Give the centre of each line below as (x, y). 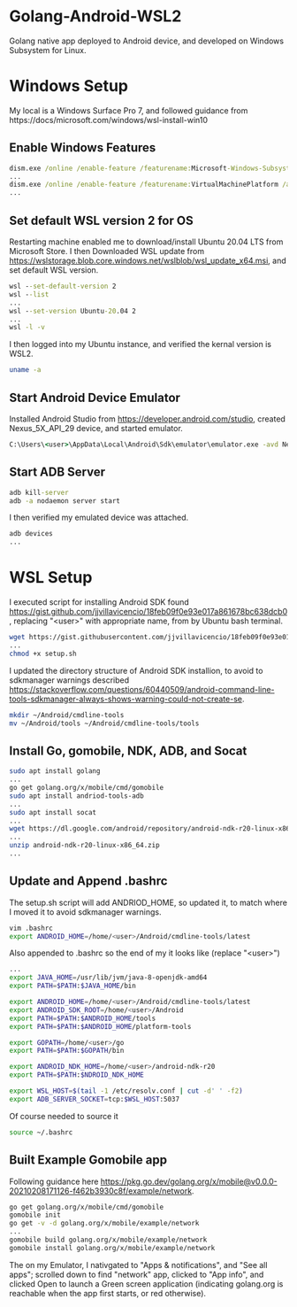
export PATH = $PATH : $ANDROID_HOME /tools (83, 1018)
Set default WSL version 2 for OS (101, 220)
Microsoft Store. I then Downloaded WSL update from (107, 251)
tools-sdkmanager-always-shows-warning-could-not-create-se (126, 699)
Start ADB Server (57, 472)
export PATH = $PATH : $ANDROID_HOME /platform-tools (100, 1026)
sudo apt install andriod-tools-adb (76, 796)
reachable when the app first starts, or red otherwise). (107, 1293)
